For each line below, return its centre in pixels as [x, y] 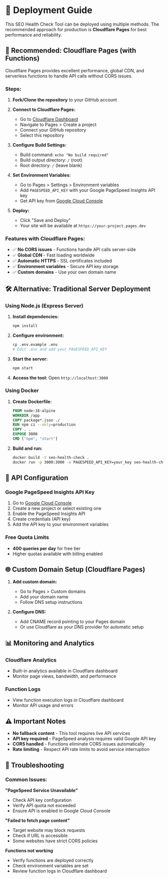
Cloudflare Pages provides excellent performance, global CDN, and [75, 70]
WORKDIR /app [26, 415]
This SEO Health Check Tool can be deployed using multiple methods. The [82, 24]
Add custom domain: [35, 581]
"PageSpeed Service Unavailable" [42, 790]
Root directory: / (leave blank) [51, 166]
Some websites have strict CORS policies [55, 841]
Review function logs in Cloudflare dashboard [59, 871]
